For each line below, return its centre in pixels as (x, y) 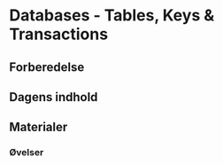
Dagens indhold (54, 97)
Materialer (38, 127)
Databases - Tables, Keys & (112, 16)
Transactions (59, 34)
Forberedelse (47, 67)
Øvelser (27, 153)
